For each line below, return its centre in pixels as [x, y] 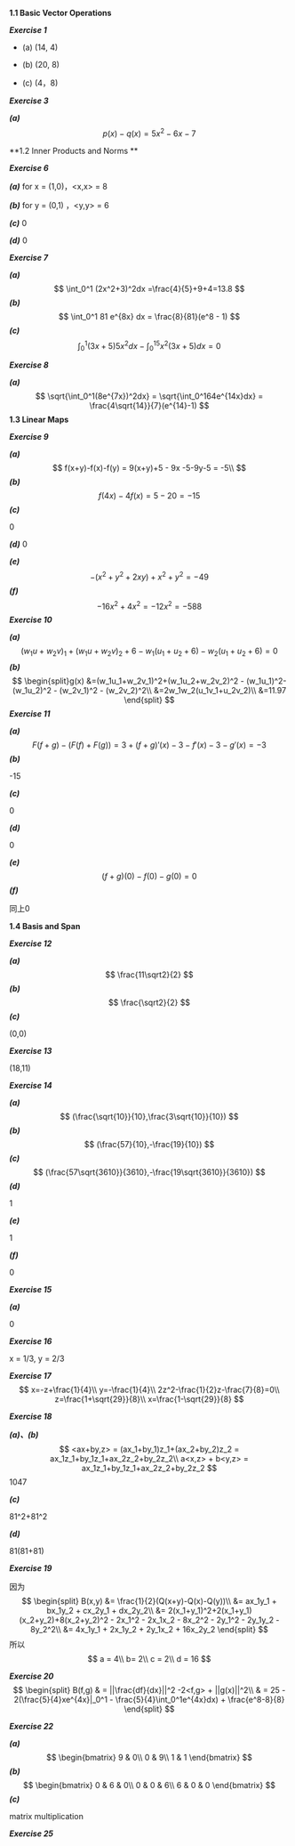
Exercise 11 [30, 714]
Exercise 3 [29, 101]
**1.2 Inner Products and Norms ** [74, 150]
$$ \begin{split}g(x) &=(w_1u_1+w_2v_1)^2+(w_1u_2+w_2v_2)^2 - [128, 681]
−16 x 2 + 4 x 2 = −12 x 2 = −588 [149, 605]
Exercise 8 [29, 365]
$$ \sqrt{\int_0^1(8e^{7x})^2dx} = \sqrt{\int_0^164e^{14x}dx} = [149, 396]
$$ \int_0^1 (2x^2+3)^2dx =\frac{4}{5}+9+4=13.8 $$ [149, 288]
